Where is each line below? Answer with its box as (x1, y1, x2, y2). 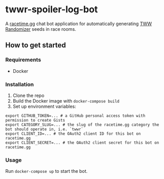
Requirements (5, 56, 42, 64)
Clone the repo (12, 92, 45, 98)
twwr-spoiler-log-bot (5, 4, 98, 15)
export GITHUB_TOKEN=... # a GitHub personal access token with (5, 113, 146, 118)
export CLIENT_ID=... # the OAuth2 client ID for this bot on (5, 131, 141, 136)
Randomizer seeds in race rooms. (5, 26, 76, 32)
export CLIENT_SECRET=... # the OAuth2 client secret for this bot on (5, 140, 159, 145)
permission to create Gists (5, 117, 66, 123)
